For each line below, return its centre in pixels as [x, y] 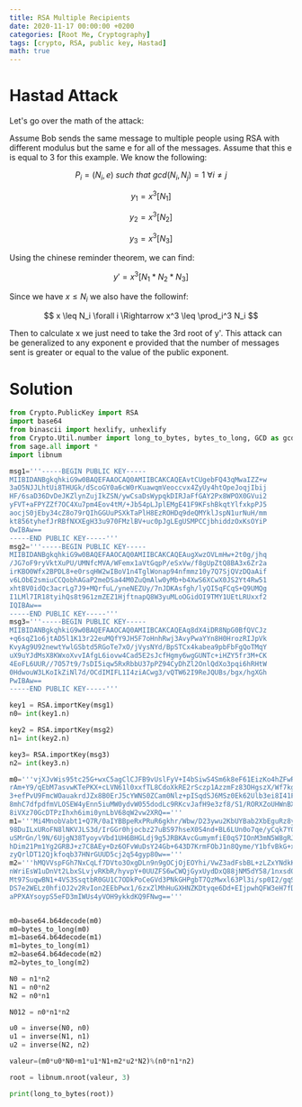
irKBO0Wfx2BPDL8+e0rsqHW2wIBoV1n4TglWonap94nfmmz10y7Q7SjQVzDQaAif [138, 572]
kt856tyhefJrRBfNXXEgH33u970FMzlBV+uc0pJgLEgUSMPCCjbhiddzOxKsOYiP [138, 521]
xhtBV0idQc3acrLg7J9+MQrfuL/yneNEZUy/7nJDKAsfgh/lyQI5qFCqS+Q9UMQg [138, 588]
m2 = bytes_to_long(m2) [50, 963]
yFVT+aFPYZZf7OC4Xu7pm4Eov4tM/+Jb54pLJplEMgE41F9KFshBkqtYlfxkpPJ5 [138, 505]
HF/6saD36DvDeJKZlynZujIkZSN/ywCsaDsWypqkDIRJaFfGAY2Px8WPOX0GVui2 [138, 497]
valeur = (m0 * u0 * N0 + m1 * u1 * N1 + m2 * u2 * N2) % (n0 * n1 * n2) [102, 1061]
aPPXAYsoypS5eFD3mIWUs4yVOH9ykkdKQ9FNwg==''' [96, 897]
